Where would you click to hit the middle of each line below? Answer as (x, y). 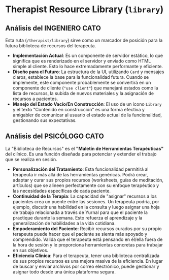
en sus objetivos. (30, 250)
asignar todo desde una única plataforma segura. (64, 272)
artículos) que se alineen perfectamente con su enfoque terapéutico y (86, 185)
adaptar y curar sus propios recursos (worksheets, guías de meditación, (88, 180)
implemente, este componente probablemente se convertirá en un (82, 83)
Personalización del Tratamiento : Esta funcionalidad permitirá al (80, 169)
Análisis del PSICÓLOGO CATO (55, 136)
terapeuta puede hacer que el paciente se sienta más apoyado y (80, 234)
